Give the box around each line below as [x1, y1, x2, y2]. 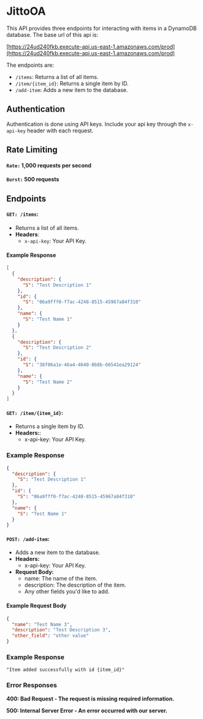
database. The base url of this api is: [6, 31, 99, 38]
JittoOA [6, 4, 46, 18]
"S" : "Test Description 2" [22, 344, 92, 351]
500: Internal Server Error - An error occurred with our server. [6, 707, 167, 714]
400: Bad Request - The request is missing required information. [6, 694, 175, 702]
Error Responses [6, 681, 57, 690]
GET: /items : [6, 210, 39, 218]
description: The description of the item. [24, 581, 126, 589]
